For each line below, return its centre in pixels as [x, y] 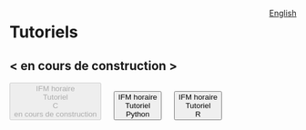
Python [138, 114]
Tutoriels [44, 32]
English [283, 13]
